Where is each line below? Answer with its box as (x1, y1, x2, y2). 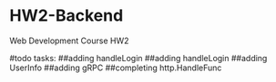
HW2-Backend (9, 5, 124, 26)
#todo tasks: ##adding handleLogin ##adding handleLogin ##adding (9, 52, 268, 63)
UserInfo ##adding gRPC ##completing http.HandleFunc (9, 62, 222, 73)
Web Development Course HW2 (9, 35, 129, 46)
